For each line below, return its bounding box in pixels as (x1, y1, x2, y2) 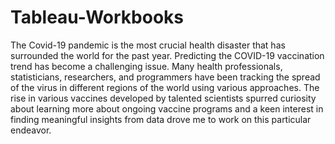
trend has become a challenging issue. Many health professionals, (10, 60, 283, 72)
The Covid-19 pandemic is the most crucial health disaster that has (10, 39, 286, 51)
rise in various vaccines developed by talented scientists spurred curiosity (10, 92, 317, 104)
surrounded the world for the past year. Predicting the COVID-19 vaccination (10, 49, 325, 61)
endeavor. (10, 124, 52, 136)
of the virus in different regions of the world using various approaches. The (10, 81, 320, 93)
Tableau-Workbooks (10, 6, 185, 29)
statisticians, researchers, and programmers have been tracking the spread (10, 71, 321, 83)
